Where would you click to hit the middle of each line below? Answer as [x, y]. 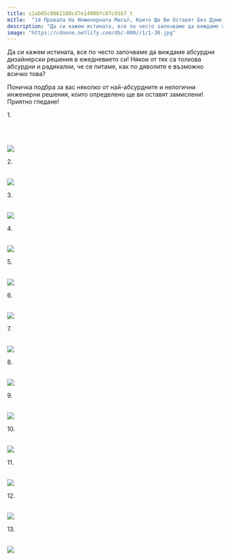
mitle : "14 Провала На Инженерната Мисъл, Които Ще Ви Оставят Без [107, 20]
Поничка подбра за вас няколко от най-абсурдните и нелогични [102, 87]
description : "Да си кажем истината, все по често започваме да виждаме [113, 26]
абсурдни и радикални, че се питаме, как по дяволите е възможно [105, 66]
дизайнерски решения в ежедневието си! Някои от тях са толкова [104, 60]
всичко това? [26, 74]
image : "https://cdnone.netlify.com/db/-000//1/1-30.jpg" [91, 33]
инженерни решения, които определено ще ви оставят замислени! [105, 95]
